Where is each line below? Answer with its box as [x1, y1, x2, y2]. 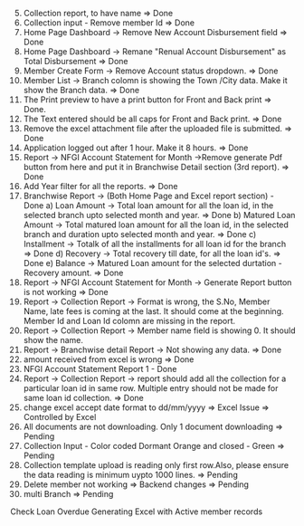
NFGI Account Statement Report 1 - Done [23, 364, 177, 374]
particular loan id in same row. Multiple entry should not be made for [23, 383, 279, 393]
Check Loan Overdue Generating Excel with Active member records [10, 506, 263, 517]
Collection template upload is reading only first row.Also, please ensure [23, 460, 290, 470]
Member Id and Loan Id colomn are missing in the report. [23, 316, 236, 326]
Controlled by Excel [23, 412, 97, 422]
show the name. [23, 335, 84, 345]
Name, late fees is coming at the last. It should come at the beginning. [23, 306, 284, 316]
